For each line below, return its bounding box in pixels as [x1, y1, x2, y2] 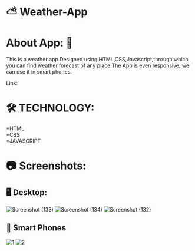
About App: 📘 [6, 37, 73, 49]
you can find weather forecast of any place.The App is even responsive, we [6, 62, 190, 69]
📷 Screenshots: [6, 159, 87, 173]
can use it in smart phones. [6, 68, 72, 75]
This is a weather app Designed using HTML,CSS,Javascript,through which [6, 56, 189, 63]
